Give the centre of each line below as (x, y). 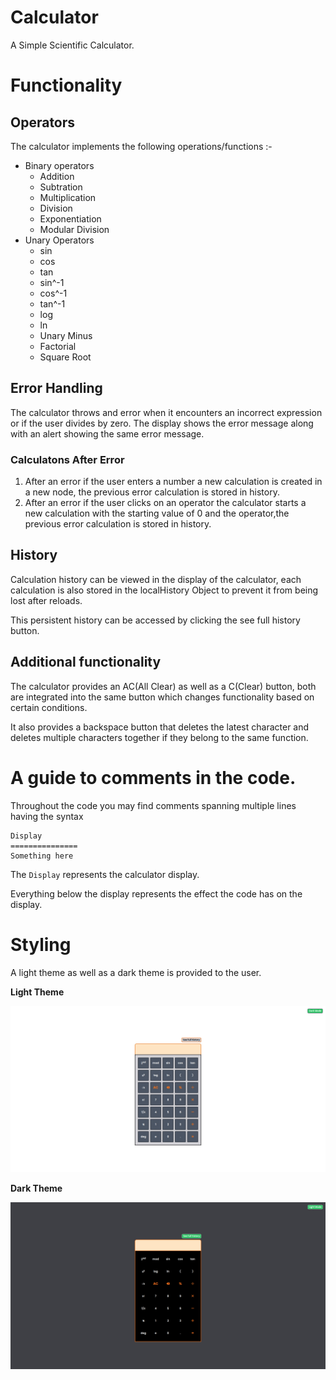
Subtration (61, 187)
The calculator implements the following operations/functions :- (141, 146)
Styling (41, 944)
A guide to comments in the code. (153, 777)
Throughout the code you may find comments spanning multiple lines (153, 805)
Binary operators (59, 165)
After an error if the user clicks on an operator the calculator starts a (165, 503)
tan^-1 (52, 303)
